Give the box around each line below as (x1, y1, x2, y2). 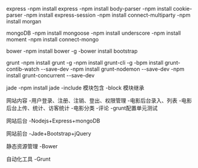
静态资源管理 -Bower (6, 143, 58, 149)
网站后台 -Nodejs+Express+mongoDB (6, 117, 101, 124)
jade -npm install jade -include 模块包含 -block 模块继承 (6, 84, 144, 91)
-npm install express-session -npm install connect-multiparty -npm (23, 11, 191, 19)
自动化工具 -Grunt (6, 155, 51, 163)
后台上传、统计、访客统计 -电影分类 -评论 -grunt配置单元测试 (6, 104, 158, 112)
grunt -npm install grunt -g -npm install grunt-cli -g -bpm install (6, 59, 164, 66)
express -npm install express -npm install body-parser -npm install (6, 5, 172, 12)
